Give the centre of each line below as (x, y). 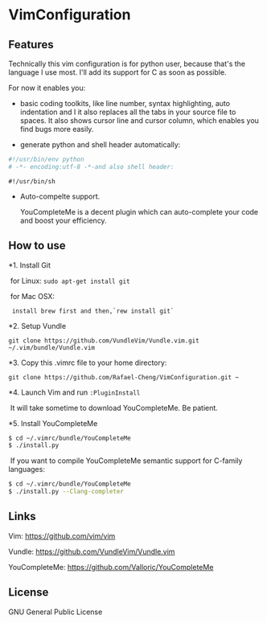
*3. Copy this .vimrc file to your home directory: (88, 363)
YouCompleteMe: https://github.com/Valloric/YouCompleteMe (111, 567)
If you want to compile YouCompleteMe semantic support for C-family (126, 461)
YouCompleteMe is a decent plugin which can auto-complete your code (139, 211)
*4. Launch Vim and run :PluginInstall (74, 392)
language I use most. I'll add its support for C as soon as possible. (117, 72)
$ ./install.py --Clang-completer (66, 492)
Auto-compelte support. (60, 196)
